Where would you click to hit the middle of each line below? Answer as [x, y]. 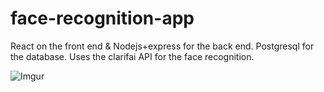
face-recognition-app [102, 18]
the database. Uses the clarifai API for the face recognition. [132, 56]
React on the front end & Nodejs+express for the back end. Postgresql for [162, 46]
